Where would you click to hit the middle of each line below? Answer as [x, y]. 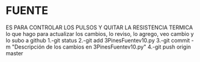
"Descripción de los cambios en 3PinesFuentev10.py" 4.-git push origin [102, 47]
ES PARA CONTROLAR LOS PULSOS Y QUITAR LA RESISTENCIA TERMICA [99, 27]
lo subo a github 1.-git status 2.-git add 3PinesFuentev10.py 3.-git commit [98, 40]
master [15, 53]
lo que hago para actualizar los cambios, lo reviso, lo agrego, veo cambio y [100, 33]
